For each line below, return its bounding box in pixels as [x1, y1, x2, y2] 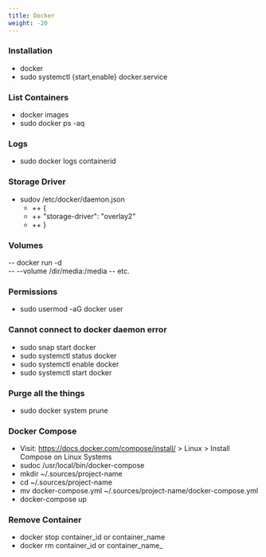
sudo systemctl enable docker [19, 359, 119, 369]
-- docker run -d [8, 257, 62, 267]
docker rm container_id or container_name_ [19, 541, 163, 551]
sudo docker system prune [19, 406, 109, 415]
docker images [19, 110, 69, 120]
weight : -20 [8, 19, 48, 27]
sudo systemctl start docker [19, 367, 112, 377]
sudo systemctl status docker [19, 351, 117, 360]
